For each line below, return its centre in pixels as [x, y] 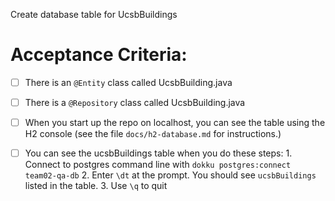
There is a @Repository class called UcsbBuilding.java [135, 102]
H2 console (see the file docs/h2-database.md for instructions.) [153, 134]
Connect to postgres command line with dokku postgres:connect [158, 165]
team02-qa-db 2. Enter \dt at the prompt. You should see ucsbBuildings [170, 175]
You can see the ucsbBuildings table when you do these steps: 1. [158, 153]
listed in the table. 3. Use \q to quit [96, 186]
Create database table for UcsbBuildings [94, 14]
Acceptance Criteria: [99, 55]
